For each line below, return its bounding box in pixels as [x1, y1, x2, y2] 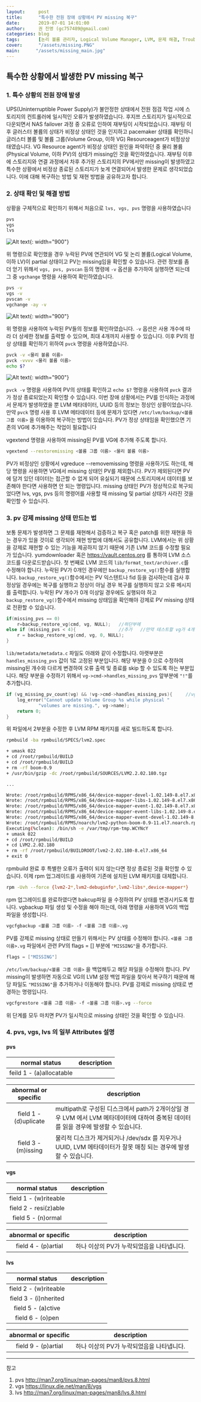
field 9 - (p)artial [16, 1342, 63, 1350]
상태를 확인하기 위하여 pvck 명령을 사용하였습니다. [12, 340, 129, 347]
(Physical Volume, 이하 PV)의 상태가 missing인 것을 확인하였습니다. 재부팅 [6, 150, 182, 158]
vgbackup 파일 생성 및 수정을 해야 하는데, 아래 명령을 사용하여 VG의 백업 [19, 903, 189, 910]
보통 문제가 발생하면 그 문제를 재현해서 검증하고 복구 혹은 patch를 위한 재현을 [6, 529, 186, 536]
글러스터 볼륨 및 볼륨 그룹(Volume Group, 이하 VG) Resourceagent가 [6, 135, 169, 143]
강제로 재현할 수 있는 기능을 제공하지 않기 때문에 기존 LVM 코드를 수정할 [12, 544, 179, 551]
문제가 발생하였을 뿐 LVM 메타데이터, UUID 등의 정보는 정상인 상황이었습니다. [12, 401, 193, 408]
